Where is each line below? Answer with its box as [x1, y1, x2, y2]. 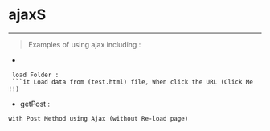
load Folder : [11, 71, 59, 79]
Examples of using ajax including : [27, 39, 141, 49]
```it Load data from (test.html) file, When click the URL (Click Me [11, 78, 253, 86]
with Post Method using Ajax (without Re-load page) [8, 114, 189, 122]
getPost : [19, 99, 51, 108]
